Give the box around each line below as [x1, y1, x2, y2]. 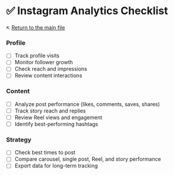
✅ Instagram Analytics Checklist [6, 4, 169, 18]
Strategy [6, 136, 32, 144]
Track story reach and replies [14, 107, 86, 114]
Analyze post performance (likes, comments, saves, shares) [14, 100, 160, 107]
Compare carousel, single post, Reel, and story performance [14, 156, 162, 163]
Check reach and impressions [14, 65, 87, 72]
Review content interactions [14, 72, 82, 79]
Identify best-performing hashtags [14, 120, 98, 127]
